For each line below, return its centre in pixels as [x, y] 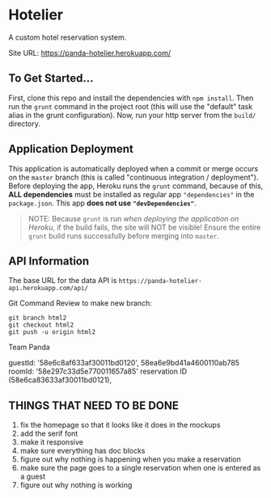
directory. [24, 124]
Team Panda [29, 347]
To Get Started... [51, 78]
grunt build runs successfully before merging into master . [124, 235]
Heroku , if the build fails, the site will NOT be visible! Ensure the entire [144, 227]
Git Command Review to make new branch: [80, 303]
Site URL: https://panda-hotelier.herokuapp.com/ [90, 53]
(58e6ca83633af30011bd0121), [60, 380]
